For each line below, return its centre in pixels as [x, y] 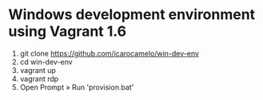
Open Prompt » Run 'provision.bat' [77, 87]
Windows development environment [132, 15]
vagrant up [38, 70]
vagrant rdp [39, 79]
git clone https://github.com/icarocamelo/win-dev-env [110, 53]
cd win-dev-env [46, 62]
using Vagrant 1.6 [68, 31]
